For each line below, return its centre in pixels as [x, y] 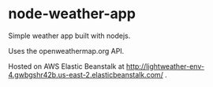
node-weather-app [72, 14]
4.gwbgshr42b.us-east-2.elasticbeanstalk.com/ [86, 74]
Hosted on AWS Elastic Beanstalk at [66, 66]
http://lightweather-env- [165, 66]
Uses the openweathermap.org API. [66, 51]
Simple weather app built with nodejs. [69, 36]
